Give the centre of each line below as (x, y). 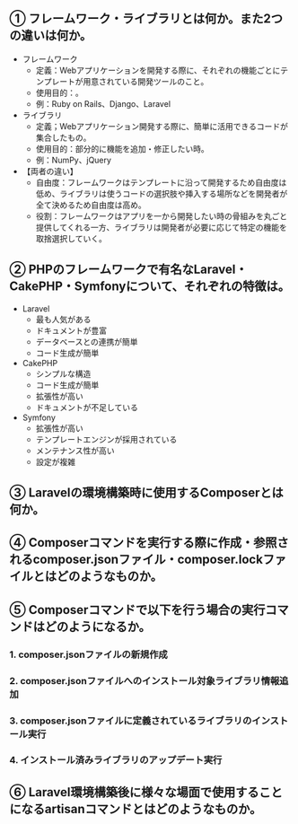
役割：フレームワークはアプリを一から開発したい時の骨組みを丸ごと (162, 215)
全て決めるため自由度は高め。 (91, 205)
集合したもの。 (63, 137)
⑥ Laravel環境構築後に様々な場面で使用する (134, 792)
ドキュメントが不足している (87, 407)
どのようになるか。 (97, 626)
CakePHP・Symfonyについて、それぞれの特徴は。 (149, 287)
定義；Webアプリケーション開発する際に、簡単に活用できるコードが (162, 126)
